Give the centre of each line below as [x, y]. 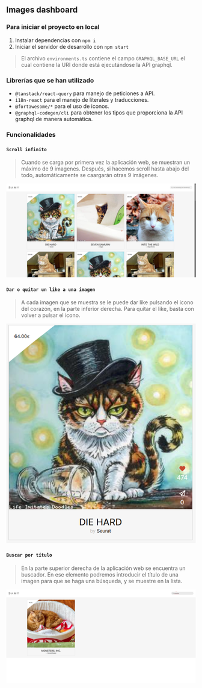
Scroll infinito [26, 149]
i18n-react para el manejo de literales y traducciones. [82, 99]
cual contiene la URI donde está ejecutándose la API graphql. [96, 64]
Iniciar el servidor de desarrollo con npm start [72, 46]
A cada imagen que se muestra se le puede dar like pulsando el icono [107, 302]
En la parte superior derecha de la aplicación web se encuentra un [103, 568]
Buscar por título [29, 555]
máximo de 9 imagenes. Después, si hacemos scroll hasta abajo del [105, 169]
